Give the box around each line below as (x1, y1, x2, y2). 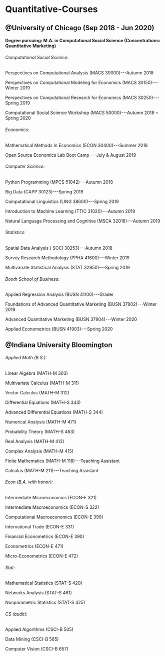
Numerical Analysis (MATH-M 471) (5, 418, 76, 425)
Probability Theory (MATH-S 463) (5, 428, 75, 434)
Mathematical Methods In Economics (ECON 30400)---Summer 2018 (5, 142, 148, 148)
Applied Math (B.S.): (5, 355, 47, 361)
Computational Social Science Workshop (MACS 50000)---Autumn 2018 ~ (5, 110, 159, 116)
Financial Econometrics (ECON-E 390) (5, 533, 84, 539)
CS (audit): (5, 611, 27, 617)
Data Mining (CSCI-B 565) (5, 636, 59, 642)
